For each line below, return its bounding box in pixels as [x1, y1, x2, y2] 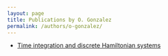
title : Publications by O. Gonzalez [7, 16, 112, 23]
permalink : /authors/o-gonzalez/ [7, 23, 103, 29]
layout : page [7, 10, 45, 17]
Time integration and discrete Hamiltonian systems [16, 42, 161, 50]
